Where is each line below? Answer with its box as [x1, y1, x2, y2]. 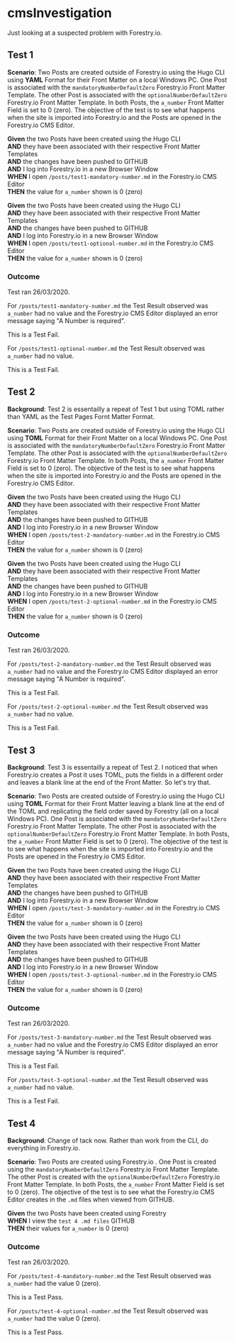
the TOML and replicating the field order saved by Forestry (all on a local [7, 807, 219, 815]
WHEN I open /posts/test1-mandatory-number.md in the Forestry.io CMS [7, 172, 218, 180]
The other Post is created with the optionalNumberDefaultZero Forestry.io [7, 1173, 220, 1182]
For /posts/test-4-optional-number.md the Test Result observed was [7, 1306, 209, 1315]
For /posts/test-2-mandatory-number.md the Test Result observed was [7, 660, 212, 668]
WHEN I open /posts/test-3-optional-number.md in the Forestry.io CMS [7, 970, 218, 978]
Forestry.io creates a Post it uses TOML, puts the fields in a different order [7, 770, 223, 779]
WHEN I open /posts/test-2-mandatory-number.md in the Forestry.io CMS [7, 530, 220, 539]
